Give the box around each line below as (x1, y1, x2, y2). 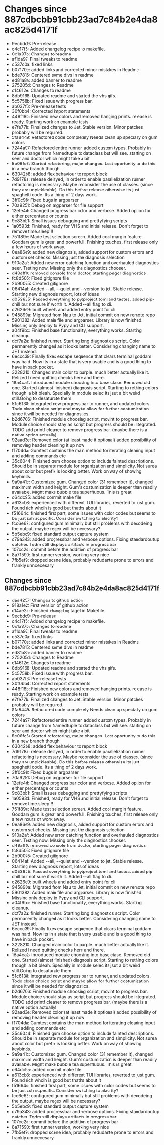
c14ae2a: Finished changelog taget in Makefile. (11, 607, 106, 613)
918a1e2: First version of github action (11, 602, 89, 608)
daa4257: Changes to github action (11, 597, 83, 603)
